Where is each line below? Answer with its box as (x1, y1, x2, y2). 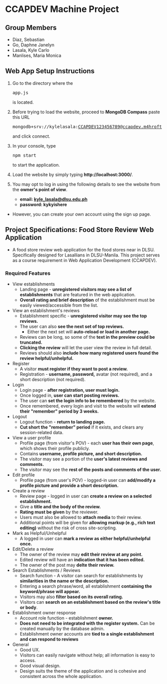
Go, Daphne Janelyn (12, 42, 55, 48)
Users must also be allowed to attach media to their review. (19, 514, 142, 520)
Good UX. (19, 647, 40, 653)
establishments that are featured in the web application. (19, 291, 136, 297)
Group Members (5, 23, 57, 32)
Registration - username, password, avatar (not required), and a (19, 371, 153, 377)
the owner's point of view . (12, 186, 68, 193)
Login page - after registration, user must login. (19, 387, 120, 393)
